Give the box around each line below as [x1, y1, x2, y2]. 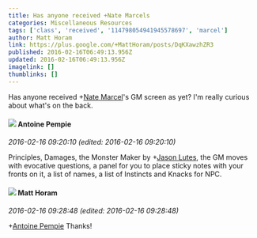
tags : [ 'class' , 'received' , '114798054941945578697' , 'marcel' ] [8, 26, 229, 34]
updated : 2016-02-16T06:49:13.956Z [8, 56, 126, 64]
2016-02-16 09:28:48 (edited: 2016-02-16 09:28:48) [8, 206, 180, 216]
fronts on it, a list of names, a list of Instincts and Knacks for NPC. [8, 169, 222, 179]
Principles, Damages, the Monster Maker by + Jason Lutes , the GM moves [8, 152, 248, 162]
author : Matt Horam [8, 33, 73, 42]
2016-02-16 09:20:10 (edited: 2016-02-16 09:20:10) [8, 137, 176, 146]
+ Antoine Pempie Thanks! [8, 221, 93, 231]
